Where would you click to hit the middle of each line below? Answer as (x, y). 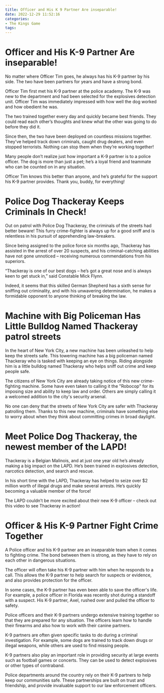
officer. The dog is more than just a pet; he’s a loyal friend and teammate (78, 162)
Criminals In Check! (46, 212)
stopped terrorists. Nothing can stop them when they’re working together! (80, 147)
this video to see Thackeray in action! (43, 505)
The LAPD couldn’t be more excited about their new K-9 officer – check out (81, 501)
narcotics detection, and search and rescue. (49, 471)
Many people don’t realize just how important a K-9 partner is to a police (78, 157)
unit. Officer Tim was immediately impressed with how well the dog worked (81, 102)
